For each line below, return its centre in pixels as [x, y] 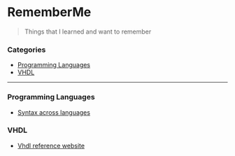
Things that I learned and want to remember [88, 31]
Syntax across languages [54, 112]
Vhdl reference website [51, 146]
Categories [27, 50]
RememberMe [49, 12]
